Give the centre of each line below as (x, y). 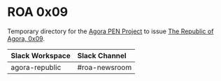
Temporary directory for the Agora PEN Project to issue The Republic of (110, 31)
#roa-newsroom (105, 67)
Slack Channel (102, 55)
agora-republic (36, 67)
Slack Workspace (41, 55)
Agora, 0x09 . (26, 38)
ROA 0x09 (38, 12)
